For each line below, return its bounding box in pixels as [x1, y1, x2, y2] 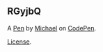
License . [7, 37, 32, 46]
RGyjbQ [7, 6, 42, 17]
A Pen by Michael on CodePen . [7, 24, 96, 32]
